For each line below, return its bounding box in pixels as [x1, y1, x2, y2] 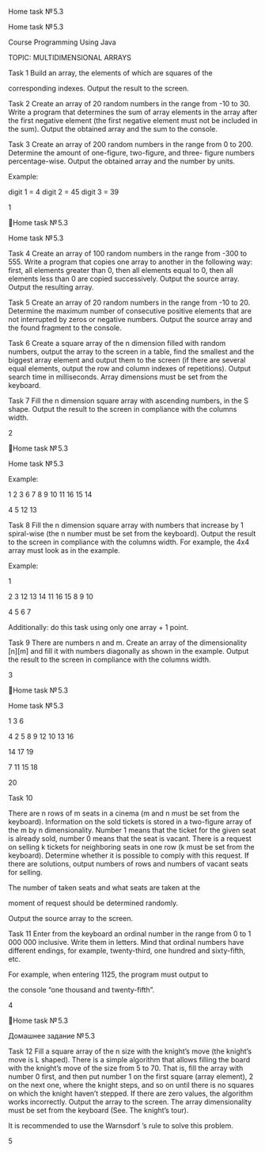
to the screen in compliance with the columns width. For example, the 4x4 [8, 537, 250, 547]
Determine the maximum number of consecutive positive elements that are [8, 306, 252, 316]
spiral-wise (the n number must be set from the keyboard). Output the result [8, 529, 256, 538]
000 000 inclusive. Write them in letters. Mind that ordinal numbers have [8, 938, 244, 947]
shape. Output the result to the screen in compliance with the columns [8, 405, 237, 413]
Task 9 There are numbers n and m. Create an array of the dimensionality [8, 638, 248, 647]
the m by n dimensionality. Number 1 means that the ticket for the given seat [8, 825, 256, 835]
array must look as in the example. [8, 546, 120, 555]
